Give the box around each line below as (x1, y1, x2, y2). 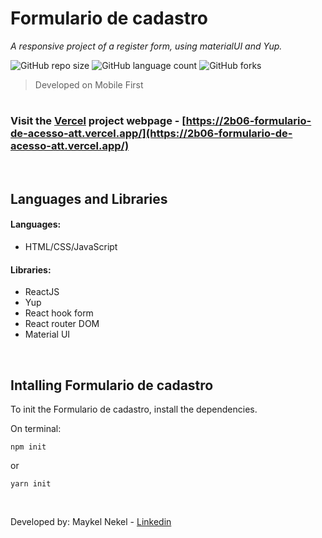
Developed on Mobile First (34, 78, 144, 91)
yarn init (10, 479, 52, 489)
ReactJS (24, 286, 60, 298)
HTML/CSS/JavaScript (24, 241, 118, 253)
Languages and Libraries (10, 190, 168, 207)
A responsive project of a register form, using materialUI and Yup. (10, 40, 283, 52)
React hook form (24, 307, 94, 319)
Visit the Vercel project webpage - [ (10, 114, 187, 128)
